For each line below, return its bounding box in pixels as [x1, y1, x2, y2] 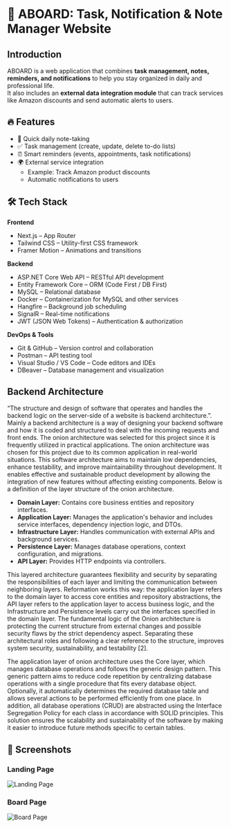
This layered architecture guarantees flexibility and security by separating [7, 571, 217, 579]
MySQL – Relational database [17, 287, 101, 296]
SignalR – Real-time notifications [17, 309, 110, 318]
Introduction [7, 48, 62, 60]
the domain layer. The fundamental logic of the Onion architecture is [7, 615, 202, 623]
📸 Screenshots [7, 744, 72, 755]
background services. [17, 535, 80, 544]
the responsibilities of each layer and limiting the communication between [7, 578, 218, 587]
